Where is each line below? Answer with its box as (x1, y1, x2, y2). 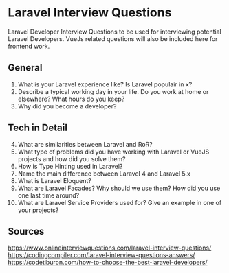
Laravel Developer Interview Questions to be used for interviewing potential (8, 27, 222, 36)
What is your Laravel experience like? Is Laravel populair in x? (17, 80, 193, 88)
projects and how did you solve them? (17, 154, 126, 163)
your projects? (17, 206, 59, 214)
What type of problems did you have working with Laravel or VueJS (17, 147, 210, 156)
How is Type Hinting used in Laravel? (17, 162, 123, 170)
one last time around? (17, 191, 80, 200)
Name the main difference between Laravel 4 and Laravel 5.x (17, 169, 191, 178)
